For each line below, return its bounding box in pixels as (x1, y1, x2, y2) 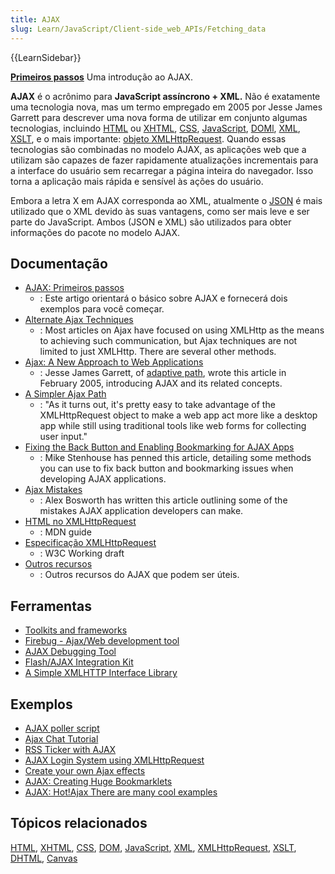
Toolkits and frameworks (24, 624, 128, 636)
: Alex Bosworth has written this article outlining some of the (39, 494, 288, 506)
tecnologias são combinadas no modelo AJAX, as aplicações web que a (10, 143, 307, 155)
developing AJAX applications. (39, 473, 167, 485)
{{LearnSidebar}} (10, 51, 82, 63)
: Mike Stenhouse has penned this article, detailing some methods (39, 452, 312, 464)
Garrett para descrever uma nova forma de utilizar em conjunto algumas (10, 111, 308, 123)
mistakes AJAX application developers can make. (39, 505, 244, 517)
